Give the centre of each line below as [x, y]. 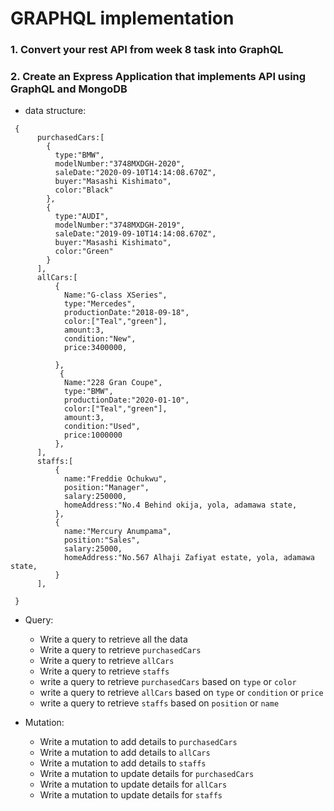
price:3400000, [95, 348]
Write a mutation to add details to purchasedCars [138, 742]
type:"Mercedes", [100, 304]
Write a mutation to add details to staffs [123, 763]
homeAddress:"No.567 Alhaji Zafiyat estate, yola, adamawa [189, 558]
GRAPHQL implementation [122, 18]
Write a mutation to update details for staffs [131, 795]
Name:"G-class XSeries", [115, 295]
